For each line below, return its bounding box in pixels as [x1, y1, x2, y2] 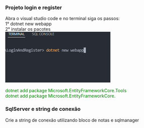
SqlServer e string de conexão [5, 105, 81, 112]
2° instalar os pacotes [5, 26, 51, 32]
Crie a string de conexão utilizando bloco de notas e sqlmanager [5, 117, 139, 123]
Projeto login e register [5, 4, 62, 11]
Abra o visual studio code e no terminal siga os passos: [5, 16, 120, 22]
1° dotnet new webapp [5, 21, 52, 27]
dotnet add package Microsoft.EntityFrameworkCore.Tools [5, 88, 127, 94]
